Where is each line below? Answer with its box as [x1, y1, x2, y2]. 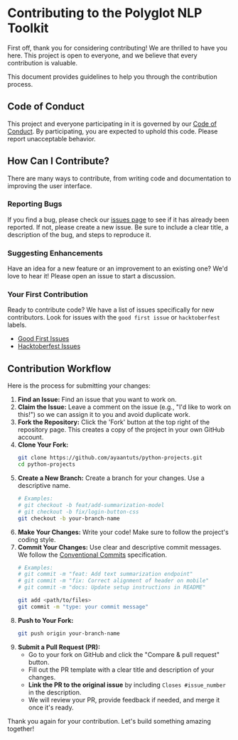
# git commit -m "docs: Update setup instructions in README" [17, 584, 206, 591]
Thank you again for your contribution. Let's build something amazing [7, 717, 212, 725]
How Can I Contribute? [7, 155, 110, 168]
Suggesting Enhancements [7, 248, 103, 258]
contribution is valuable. [7, 58, 78, 67]
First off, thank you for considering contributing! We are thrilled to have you [7, 43, 227, 52]
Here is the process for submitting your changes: [7, 381, 151, 390]
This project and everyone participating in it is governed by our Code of [7, 119, 217, 128]
